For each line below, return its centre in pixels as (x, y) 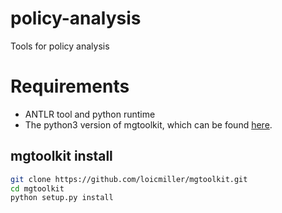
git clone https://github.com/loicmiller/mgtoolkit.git (129, 179)
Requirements (70, 86)
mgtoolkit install (61, 156)
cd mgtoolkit (37, 188)
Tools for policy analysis (60, 46)
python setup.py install (62, 198)
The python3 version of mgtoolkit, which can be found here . (148, 124)
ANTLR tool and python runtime (90, 114)
